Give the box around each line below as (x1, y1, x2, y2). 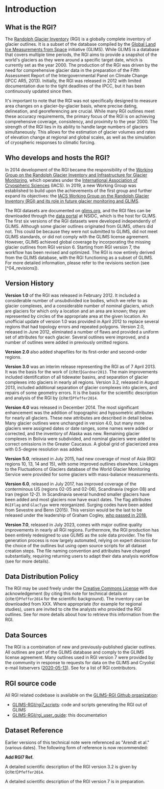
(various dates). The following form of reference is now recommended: (5, 744, 148, 750)
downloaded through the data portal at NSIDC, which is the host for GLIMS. (5, 213, 157, 219)
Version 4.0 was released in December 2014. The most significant (5, 404, 139, 410)
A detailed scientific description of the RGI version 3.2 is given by (5, 763, 137, 769)
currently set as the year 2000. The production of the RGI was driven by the (5, 62, 158, 68)
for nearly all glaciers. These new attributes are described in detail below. (5, 415, 153, 421)
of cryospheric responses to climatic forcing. (5, 140, 95, 145)
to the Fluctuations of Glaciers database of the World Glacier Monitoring (5, 466, 150, 472)
